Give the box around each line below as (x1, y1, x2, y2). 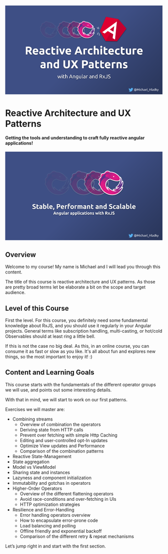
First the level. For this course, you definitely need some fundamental (5, 317, 148, 324)
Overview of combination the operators (19, 421, 101, 427)
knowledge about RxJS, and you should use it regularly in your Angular (5, 323, 151, 329)
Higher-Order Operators (12, 485, 62, 491)
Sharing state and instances (12, 469, 70, 475)
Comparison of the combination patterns (19, 448, 104, 454)
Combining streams (12, 416, 53, 422)
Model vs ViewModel (12, 464, 56, 470)
